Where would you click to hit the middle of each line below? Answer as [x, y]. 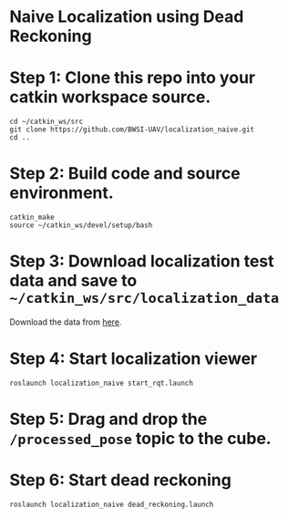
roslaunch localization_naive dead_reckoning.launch [112, 505]
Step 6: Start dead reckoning [121, 480]
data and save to [73, 281]
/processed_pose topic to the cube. [140, 439]
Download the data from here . [66, 322]
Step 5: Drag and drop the [108, 419]
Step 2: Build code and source [125, 174]
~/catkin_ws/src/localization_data [144, 299]
